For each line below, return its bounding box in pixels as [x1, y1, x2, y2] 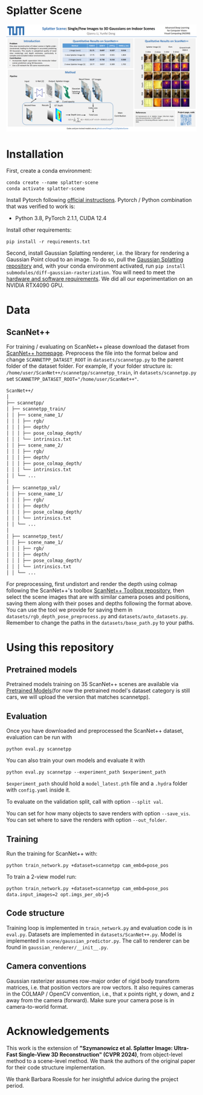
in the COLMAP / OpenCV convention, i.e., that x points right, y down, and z [6, 990, 195, 997]
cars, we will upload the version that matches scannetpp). [6, 693, 150, 701]
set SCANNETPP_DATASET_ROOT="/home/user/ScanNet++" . [6, 376, 139, 383]
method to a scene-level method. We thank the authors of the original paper [6, 1057, 196, 1065]
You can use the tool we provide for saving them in [6, 606, 133, 613]
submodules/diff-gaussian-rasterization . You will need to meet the [6, 269, 175, 276]
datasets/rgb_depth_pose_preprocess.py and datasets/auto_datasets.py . [6, 613, 188, 620]
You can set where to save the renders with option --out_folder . [6, 817, 167, 824]
